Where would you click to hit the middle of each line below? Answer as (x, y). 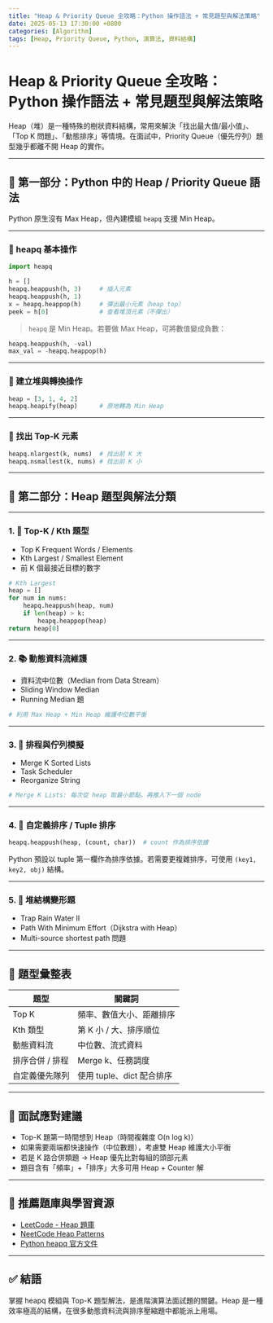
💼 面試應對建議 (45, 1116)
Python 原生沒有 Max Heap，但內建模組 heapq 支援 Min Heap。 (114, 218)
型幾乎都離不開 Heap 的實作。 (59, 147)
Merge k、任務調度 (114, 1061)
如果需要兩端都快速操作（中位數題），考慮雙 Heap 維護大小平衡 (126, 1147)
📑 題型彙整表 (40, 974)
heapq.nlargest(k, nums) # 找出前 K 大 (75, 454)
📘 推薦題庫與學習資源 (61, 1204)
